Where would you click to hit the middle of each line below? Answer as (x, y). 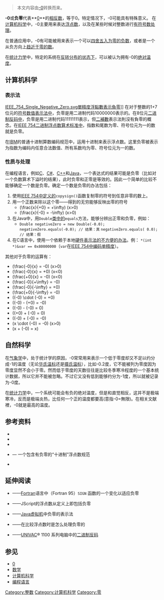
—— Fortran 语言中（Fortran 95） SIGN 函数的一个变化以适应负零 (75, 493)
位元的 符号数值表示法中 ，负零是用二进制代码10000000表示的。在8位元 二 (79, 113)
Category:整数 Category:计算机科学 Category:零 (53, 592)
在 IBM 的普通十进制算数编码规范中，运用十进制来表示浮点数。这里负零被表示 (82, 142)
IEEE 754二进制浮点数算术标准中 (50, 125)
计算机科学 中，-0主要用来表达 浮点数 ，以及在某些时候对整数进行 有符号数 (78, 24)
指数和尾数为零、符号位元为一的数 (121, 125)
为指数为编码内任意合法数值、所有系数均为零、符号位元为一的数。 (71, 148)
